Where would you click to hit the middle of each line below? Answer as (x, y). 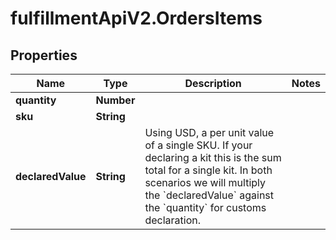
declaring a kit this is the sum (213, 157)
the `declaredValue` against (209, 195)
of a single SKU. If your (198, 145)
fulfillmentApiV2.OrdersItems (136, 18)
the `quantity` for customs (205, 207)
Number (115, 100)
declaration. (172, 220)
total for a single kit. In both (208, 170)
